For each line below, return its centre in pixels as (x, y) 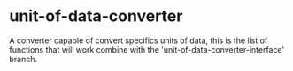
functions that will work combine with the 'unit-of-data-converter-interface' (147, 49)
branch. (23, 59)
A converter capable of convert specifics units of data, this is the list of (139, 40)
